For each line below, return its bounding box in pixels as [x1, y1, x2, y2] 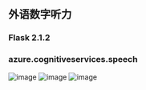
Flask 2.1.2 [8, 32, 51, 43]
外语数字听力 [8, 7, 72, 22]
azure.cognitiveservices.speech [8, 54, 138, 65]
